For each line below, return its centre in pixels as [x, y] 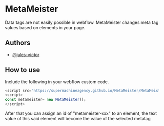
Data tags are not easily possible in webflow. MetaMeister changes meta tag [82, 22]
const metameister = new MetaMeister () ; [46, 100]
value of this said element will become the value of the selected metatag [78, 119]
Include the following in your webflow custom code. [57, 82]
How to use [22, 70]
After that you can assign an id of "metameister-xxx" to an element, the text [81, 113]
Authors [18, 43]
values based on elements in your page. [45, 27]
